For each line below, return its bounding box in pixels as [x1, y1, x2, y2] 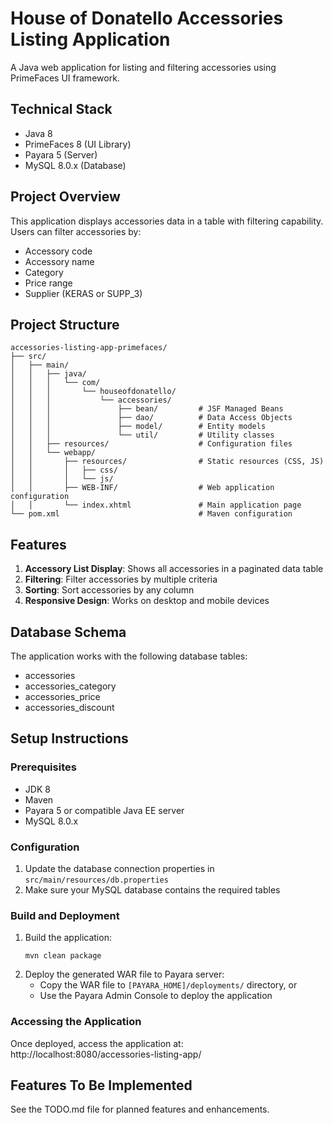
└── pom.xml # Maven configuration [10, 509, 293, 519]
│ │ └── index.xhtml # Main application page [10, 500, 302, 511]
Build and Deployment [10, 908, 120, 922]
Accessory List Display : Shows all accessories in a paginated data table [24, 563, 324, 575]
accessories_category [24, 680, 117, 692]
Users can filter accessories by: [10, 225, 142, 237]
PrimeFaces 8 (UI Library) [24, 138, 132, 150]
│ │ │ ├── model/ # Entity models [10, 422, 267, 432]
